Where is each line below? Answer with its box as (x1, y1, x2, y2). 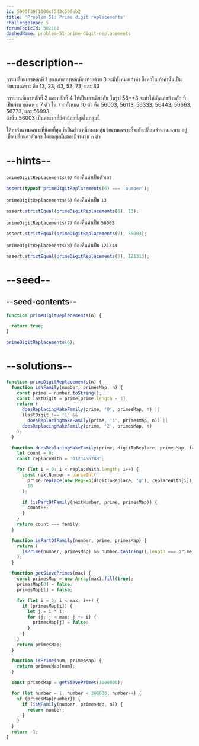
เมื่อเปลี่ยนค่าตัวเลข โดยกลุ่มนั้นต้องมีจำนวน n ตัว (6, 133, 101, 140)
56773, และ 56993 (6, 108, 50, 115)
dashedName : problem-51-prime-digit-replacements (6, 31, 131, 37)
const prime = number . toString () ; (17, 390, 102, 396)
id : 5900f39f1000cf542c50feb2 (6, 8, 81, 15)
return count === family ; (17, 521, 81, 528)
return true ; (11, 323, 44, 329)
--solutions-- (6, 359, 73, 373)
